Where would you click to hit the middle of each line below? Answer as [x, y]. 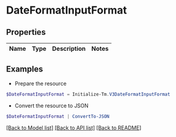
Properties [26, 32]
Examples [25, 69]
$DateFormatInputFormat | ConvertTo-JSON [58, 116]
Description [69, 49]
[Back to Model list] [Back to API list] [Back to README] [74, 128]
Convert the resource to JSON [51, 105]
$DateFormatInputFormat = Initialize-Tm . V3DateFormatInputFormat [88, 94]
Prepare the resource [40, 83]
